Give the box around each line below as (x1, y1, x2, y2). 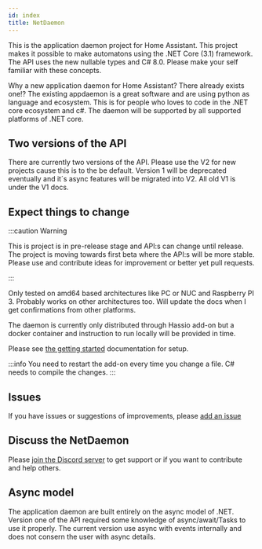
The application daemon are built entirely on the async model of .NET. (8, 507, 235, 516)
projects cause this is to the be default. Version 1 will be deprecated (8, 166, 227, 175)
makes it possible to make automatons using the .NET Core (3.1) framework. (8, 49, 253, 58)
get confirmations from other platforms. (8, 306, 136, 315)
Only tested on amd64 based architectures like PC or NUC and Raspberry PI (8, 288, 255, 298)
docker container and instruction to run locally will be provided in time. (8, 329, 236, 339)
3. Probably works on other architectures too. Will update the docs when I (8, 297, 247, 306)
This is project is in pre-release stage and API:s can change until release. (8, 241, 245, 251)
